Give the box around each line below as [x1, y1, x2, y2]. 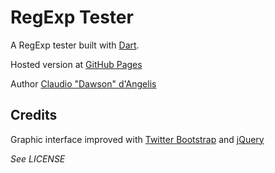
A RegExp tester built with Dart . [10, 39, 140, 51]
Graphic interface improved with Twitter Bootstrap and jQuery [10, 133, 265, 145]
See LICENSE [10, 152, 66, 165]
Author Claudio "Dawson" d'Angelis [10, 77, 157, 90]
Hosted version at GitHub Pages [10, 58, 143, 70]
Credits [10, 107, 58, 124]
